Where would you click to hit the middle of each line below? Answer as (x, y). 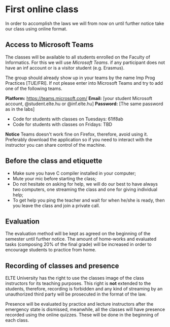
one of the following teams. (34, 88)
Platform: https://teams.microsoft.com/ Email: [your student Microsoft (79, 98)
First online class (42, 9)
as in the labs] (20, 109)
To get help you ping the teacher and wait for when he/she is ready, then (89, 200)
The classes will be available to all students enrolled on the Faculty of (78, 57)
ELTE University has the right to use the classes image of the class (75, 278)
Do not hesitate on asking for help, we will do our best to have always (85, 184)
